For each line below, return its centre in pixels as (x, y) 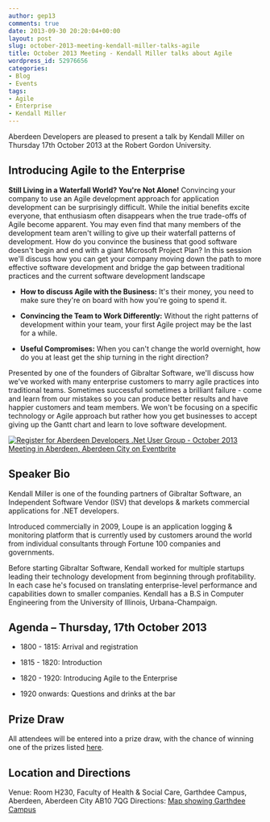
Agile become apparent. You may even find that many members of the (125, 224)
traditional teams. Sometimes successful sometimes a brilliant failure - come (135, 390)
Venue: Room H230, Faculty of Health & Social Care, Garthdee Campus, (128, 792)
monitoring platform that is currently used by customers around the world (130, 535)
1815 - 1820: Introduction (61, 663)
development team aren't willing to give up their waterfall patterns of (122, 233)
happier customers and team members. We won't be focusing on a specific (133, 407)
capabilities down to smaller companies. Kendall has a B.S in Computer (126, 593)
